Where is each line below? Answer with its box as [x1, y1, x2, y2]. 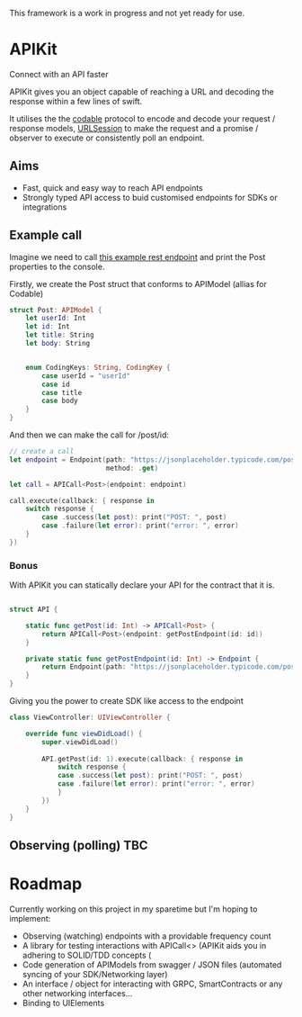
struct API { [9, 605, 58, 615]
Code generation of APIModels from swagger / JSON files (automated [22, 958, 282, 970]
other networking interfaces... [22, 987, 133, 998]
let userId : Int [25, 314, 87, 323]
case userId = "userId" [41, 371, 130, 381]
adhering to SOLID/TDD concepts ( [22, 949, 152, 960]
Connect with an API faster [9, 68, 109, 79]
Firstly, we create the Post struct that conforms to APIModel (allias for [9, 278, 267, 289]
